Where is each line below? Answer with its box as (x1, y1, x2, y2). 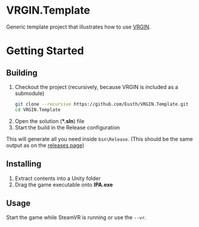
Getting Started (6, 44, 85, 58)
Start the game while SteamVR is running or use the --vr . (6, 214, 147, 221)
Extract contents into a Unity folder (14, 175, 101, 182)
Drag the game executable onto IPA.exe (14, 181, 113, 188)
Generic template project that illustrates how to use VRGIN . (6, 23, 151, 30)
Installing (6, 159, 42, 169)
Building (6, 68, 38, 78)
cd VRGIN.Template (14, 106, 61, 113)
